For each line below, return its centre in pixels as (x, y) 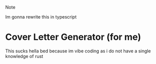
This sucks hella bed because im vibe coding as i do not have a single (78, 51)
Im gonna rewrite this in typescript (41, 17)
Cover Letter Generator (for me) (73, 37)
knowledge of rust (24, 56)
